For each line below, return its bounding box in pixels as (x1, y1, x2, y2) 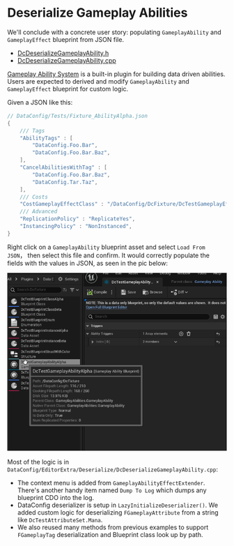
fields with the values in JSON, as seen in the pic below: (7, 259, 169, 267)
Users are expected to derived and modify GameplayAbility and (7, 77, 189, 85)
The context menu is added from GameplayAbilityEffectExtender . (17, 478, 205, 487)
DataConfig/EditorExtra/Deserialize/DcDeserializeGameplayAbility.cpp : (7, 465, 218, 473)
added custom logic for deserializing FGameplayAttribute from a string (17, 508, 219, 517)
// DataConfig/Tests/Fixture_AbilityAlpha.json (7, 112, 148, 119)
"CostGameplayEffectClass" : (19, 201, 104, 208)
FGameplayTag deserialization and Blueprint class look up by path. (17, 530, 203, 538)
